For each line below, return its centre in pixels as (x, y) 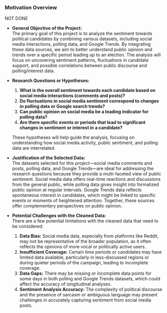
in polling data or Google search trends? (62, 107)
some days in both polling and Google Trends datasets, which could (90, 279)
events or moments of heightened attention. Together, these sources (83, 200)
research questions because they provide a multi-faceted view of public (87, 174)
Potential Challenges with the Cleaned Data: (59, 216)
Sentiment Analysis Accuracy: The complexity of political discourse (91, 289)
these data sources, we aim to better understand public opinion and (82, 50)
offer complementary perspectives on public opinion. (67, 206)
